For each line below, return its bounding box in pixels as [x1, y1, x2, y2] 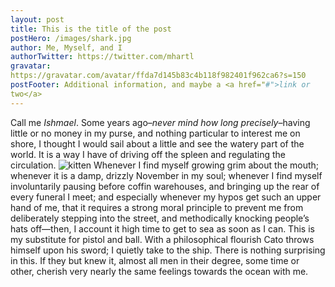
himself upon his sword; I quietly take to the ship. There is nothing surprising [10, 244, 326, 256]
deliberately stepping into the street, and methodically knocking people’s [10, 212, 310, 224]
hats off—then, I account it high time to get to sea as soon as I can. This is [10, 222, 315, 235]
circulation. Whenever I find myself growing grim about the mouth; [10, 159, 320, 171]
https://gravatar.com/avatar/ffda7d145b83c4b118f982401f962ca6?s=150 [10, 71, 307, 81]
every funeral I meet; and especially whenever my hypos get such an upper [10, 191, 322, 203]
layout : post [10, 14, 65, 25]
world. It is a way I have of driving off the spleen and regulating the [10, 148, 286, 160]
